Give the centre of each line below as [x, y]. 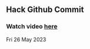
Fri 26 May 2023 [26, 39]
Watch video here [32, 27]
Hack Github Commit [45, 10]
